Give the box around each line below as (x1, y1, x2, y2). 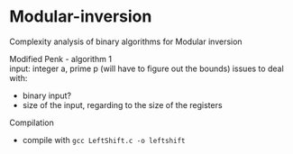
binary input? (22, 90, 72, 101)
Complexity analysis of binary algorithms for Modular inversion (9, 36, 243, 47)
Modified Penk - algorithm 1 (9, 53, 113, 64)
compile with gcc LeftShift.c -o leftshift (22, 134, 187, 145)
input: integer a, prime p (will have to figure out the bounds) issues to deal (9, 63, 284, 74)
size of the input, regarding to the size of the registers (22, 99, 223, 110)
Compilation (9, 117, 54, 128)
